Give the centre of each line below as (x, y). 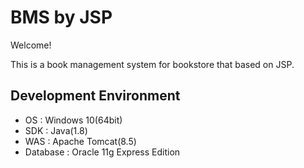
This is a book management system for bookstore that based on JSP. (152, 64)
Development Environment (95, 96)
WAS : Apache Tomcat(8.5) (80, 141)
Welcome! (31, 45)
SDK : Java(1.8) (56, 130)
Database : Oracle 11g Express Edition (102, 152)
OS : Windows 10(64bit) (73, 120)
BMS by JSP (61, 17)
